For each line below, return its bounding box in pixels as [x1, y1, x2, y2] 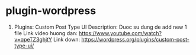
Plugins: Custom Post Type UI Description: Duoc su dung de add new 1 [14, 23, 187, 30]
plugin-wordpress [5, 4, 96, 18]
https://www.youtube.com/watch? [78, 29, 162, 36]
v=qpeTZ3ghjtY [14, 36, 53, 43]
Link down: [53, 36, 81, 43]
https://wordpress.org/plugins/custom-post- [81, 36, 190, 43]
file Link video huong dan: [14, 29, 78, 36]
